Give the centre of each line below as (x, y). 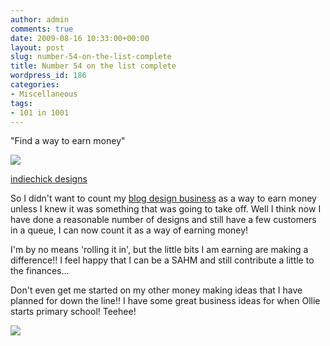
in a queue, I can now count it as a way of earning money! (129, 230)
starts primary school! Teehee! (73, 312)
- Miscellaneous (44, 94)
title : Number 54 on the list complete (93, 66)
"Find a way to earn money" (68, 141)
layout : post (37, 47)
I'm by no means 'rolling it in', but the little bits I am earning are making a (159, 250)
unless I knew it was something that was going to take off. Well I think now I (166, 209)
